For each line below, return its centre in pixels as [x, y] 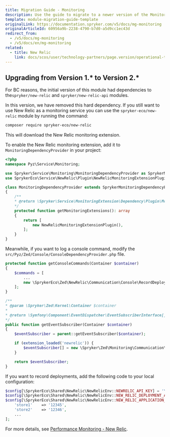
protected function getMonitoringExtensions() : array [72, 211]
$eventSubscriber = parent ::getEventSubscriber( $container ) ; [80, 334]
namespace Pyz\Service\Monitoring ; [43, 164]
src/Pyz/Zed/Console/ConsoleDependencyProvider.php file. [65, 254]
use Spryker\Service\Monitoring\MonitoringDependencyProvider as [75, 173]
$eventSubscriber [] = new [51, 348]
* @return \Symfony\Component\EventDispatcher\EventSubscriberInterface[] [86, 315]
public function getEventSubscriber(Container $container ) [69, 325]
